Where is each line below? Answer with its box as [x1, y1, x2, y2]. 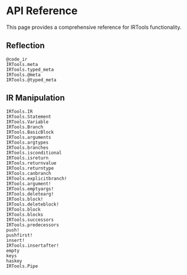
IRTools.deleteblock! [6, 201, 60, 207]
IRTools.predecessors [6, 222, 60, 228]
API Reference [6, 4, 78, 18]
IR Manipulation [6, 93, 65, 103]
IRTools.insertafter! [6, 243, 60, 249]
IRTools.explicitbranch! [6, 175, 67, 181]
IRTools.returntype [6, 165, 54, 171]
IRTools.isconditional [6, 150, 62, 155]
